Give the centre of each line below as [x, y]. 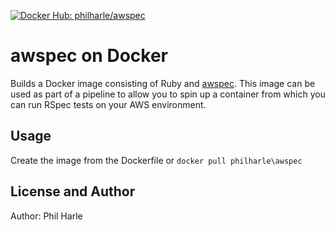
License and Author [73, 191]
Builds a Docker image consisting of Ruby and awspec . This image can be [163, 83]
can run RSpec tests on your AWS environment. [108, 104]
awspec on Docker [89, 56]
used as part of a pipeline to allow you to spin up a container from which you [168, 94]
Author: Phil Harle [46, 216]
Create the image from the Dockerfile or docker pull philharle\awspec [156, 160]
